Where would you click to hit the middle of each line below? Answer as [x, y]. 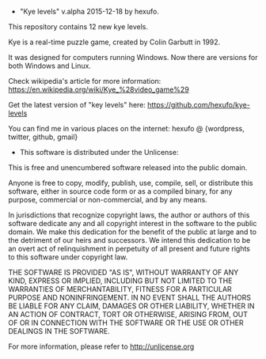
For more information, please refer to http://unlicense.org [101, 346]
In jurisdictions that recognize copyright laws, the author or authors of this [129, 215]
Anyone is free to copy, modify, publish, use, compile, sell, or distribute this [131, 183]
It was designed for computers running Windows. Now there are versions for [133, 57]
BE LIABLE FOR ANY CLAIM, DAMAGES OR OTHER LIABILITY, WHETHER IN [131, 306]
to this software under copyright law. [68, 257]
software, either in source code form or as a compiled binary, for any [120, 191]
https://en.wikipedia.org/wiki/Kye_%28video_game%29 [99, 89]
